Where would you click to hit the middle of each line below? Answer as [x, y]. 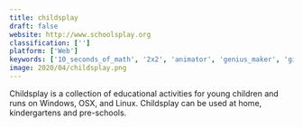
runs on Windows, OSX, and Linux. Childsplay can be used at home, [136, 103]
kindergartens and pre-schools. [68, 113]
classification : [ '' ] [50, 43]
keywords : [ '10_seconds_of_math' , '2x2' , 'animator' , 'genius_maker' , [145, 59]
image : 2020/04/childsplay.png [68, 68]
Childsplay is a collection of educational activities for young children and [144, 93]
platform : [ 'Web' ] [44, 51]
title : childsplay [44, 18]
